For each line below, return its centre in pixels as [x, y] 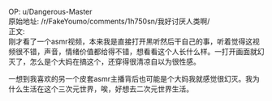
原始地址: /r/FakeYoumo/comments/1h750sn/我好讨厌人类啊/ [109, 21]
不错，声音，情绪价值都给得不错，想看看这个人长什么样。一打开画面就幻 [143, 51]
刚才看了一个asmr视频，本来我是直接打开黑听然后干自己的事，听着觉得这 [131, 41]
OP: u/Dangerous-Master [50, 12]
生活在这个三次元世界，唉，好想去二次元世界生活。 [108, 89]
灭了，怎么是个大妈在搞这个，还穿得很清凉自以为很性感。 [104, 61]
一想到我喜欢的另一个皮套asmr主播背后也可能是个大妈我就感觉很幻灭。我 [131, 79]
